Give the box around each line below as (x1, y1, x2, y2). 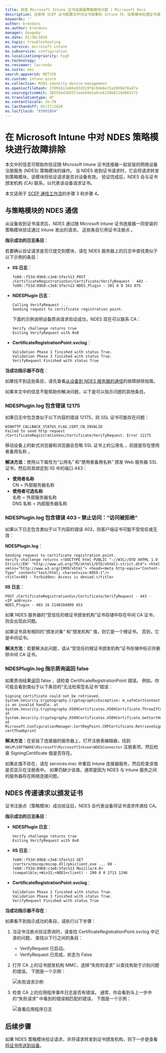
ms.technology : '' (5, 58, 43, 63)
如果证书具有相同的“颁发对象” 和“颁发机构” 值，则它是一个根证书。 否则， (5, 628, 155, 635)
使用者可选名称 (12, 488, 43, 494)
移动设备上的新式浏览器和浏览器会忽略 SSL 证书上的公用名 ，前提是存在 (5, 442, 151, 448)
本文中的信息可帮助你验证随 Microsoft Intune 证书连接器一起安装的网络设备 (5, 161, 158, 167)
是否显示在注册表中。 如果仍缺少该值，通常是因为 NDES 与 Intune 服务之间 (5, 767, 157, 773)
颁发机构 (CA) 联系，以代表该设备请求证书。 (5, 180, 95, 186)
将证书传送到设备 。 (5, 1043, 44, 1049)
